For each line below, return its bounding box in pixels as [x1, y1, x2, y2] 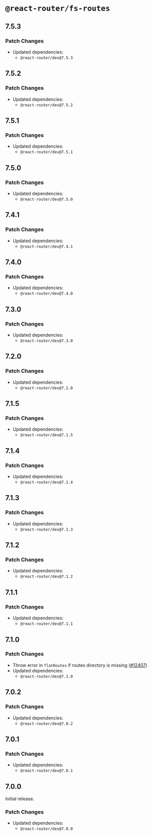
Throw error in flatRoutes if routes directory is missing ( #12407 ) [12, 662, 147, 668]
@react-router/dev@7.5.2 [20, 102, 73, 108]
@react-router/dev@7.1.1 [20, 621, 73, 626]
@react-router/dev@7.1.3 [20, 527, 73, 532]
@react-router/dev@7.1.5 [20, 433, 73, 438]
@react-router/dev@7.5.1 [20, 150, 73, 155]
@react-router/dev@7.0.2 [20, 721, 73, 726]
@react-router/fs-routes [5, 4, 110, 13]
